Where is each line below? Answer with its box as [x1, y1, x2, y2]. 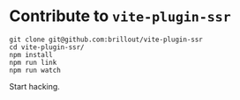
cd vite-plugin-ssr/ [9, 42, 86, 52]
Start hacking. [9, 81, 60, 91]
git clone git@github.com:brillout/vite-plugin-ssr [9, 35, 203, 44]
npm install [9, 50, 53, 59]
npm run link [9, 58, 57, 67]
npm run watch [9, 66, 62, 75]
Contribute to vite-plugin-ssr [9, 6, 231, 26]
